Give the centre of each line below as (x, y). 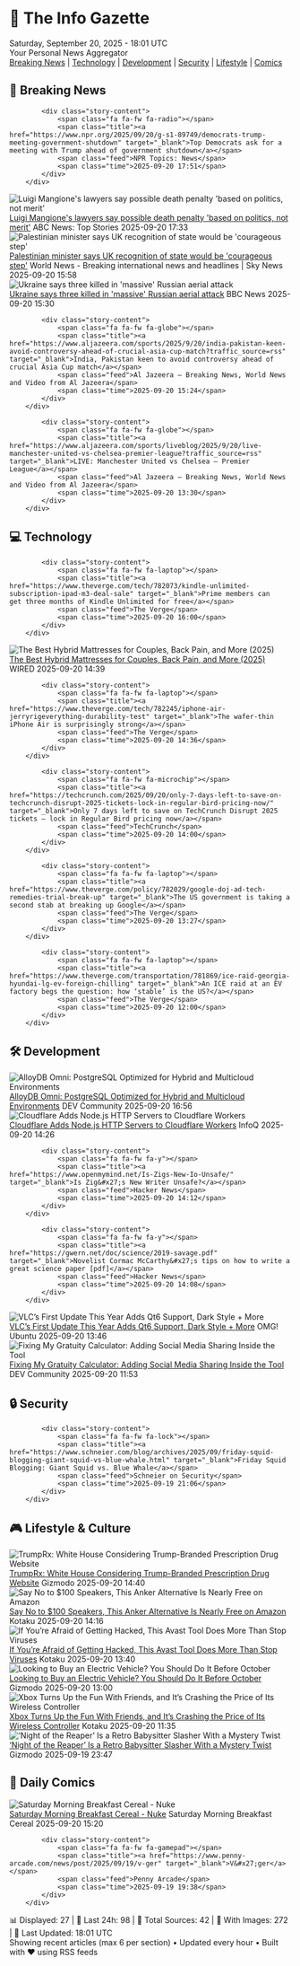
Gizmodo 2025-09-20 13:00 (61, 1688)
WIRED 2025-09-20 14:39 (57, 669)
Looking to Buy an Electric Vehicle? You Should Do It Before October (136, 1678)
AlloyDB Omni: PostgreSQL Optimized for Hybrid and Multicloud (127, 1097)
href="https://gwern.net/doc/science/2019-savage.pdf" (114, 1253)
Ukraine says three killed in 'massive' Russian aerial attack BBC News (137, 294)
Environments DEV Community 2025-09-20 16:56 (101, 1106)
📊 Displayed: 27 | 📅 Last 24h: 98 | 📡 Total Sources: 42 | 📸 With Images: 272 (149, 1919)
